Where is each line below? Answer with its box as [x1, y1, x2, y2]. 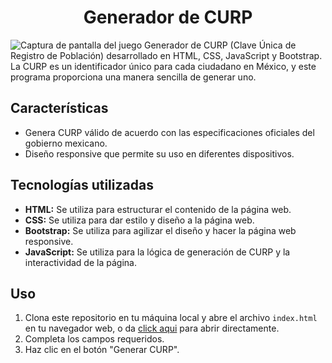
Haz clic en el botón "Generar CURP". [24, 344, 180, 356]
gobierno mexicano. [24, 137, 108, 149]
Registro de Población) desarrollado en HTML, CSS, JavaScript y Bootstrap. [10, 49, 323, 61]
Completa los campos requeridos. [24, 333, 165, 345]
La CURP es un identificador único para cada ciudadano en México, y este [10, 60, 317, 72]
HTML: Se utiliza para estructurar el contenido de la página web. [24, 203, 292, 215]
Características [10, 100, 109, 117]
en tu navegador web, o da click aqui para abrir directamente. [24, 322, 280, 335]
